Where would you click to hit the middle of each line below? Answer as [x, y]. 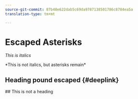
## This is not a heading [29, 92]
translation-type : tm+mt [30, 14]
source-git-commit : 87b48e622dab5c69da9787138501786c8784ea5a [69, 9]
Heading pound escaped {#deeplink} [62, 80]
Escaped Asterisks [44, 42]
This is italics [18, 56]
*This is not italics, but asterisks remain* [46, 65]
